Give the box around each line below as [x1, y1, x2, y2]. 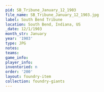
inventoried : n [5, 64, 38, 70]
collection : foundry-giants [5, 79, 65, 84]
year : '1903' [5, 36, 33, 41]
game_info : [5, 55, 29, 60]
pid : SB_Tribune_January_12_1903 [5, 7, 76, 13]
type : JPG [5, 41, 27, 46]
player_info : [5, 60, 33, 65]
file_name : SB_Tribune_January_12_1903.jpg [5, 12, 99, 17]
